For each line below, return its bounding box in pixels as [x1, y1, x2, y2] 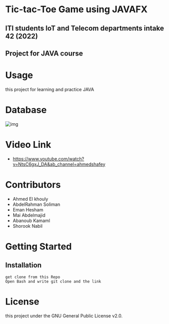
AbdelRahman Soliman [12, 201, 61, 207]
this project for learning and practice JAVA [5, 86, 94, 92]
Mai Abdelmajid [12, 212, 46, 218]
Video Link [5, 139, 51, 151]
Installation [5, 261, 42, 269]
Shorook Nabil [12, 223, 43, 229]
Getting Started [5, 240, 72, 252]
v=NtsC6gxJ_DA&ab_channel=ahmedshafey [12, 161, 106, 167]
